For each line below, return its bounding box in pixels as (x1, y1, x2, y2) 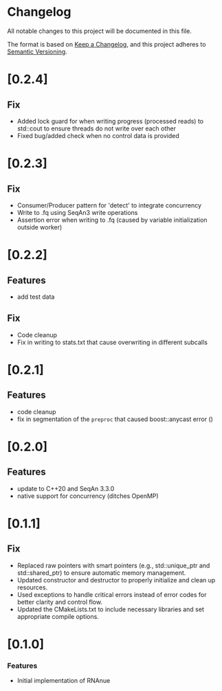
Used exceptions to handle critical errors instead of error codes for (16, 590, 208, 598)
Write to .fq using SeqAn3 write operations (16, 208, 138, 216)
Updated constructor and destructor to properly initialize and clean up (16, 576, 216, 584)
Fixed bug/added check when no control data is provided (16, 131, 180, 139)
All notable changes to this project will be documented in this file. (7, 27, 192, 35)
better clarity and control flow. (16, 598, 103, 606)
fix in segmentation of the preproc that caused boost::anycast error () (16, 415, 213, 423)
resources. (16, 583, 48, 591)
